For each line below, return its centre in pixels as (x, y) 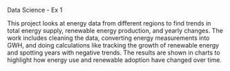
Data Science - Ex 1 (35, 10)
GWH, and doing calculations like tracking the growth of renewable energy (113, 45)
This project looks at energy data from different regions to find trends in (109, 23)
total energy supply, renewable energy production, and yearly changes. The (115, 31)
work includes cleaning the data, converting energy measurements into (108, 38)
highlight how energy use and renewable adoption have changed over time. (115, 60)
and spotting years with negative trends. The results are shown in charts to (114, 52)
